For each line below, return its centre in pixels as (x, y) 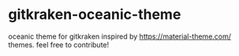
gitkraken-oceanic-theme (95, 15)
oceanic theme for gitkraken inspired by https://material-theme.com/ (119, 36)
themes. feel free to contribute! (59, 44)
